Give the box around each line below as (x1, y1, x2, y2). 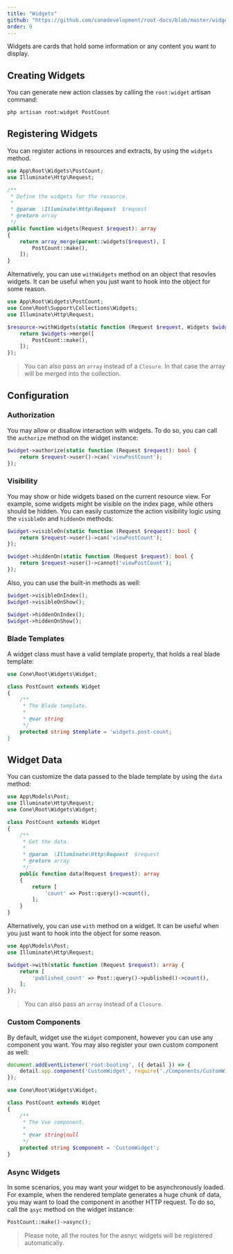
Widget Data (7, 754, 62, 766)
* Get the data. (22, 838, 70, 845)
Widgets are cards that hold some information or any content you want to (7, 42, 216, 51)
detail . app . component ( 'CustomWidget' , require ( (19, 1068, 159, 1075)
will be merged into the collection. (24, 370, 121, 378)
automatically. (24, 1239, 64, 1247)
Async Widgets (7, 1167, 60, 1177)
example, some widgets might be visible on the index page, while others (7, 500, 214, 508)
